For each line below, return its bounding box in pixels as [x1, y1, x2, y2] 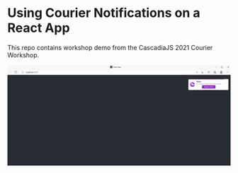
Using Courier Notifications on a [7, 5, 200, 21]
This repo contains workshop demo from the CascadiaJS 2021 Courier [7, 43, 213, 52]
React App [7, 20, 70, 36]
